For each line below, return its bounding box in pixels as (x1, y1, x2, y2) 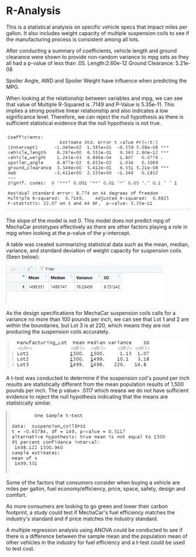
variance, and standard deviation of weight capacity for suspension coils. (6, 247, 183, 254)
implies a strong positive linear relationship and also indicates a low (6, 107, 169, 114)
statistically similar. (6, 399, 51, 407)
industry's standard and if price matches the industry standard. (6, 515, 159, 522)
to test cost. (6, 545, 35, 552)
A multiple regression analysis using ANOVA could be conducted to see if (6, 526, 183, 533)
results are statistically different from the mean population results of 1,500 (6, 381, 184, 388)
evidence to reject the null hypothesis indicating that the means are (6, 393, 169, 400)
